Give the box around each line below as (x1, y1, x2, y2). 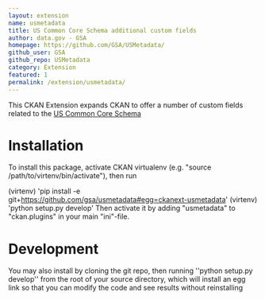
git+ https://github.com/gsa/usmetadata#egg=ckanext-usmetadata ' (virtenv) (8, 195, 258, 205)
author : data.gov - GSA (8, 33, 87, 42)
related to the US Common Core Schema (8, 108, 141, 118)
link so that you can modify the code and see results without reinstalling (8, 283, 244, 293)
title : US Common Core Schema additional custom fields (8, 26, 197, 34)
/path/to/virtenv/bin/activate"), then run (8, 171, 137, 181)
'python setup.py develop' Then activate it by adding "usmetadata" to (8, 204, 236, 213)
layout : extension (8, 11, 69, 20)
